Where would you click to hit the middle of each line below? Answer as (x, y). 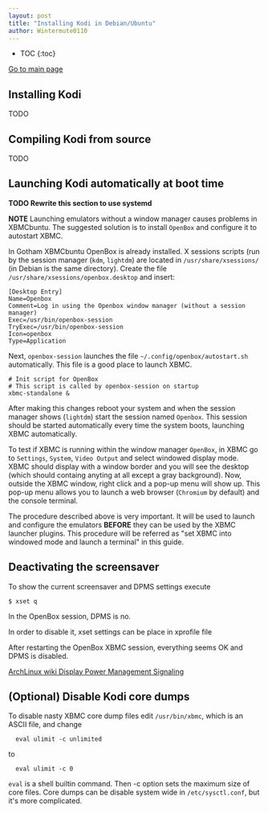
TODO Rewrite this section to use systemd (80, 203)
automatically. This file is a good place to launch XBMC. (100, 364)
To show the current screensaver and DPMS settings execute (110, 586)
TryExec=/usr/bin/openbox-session (66, 326)
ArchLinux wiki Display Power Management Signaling (96, 671)
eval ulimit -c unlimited (59, 739)
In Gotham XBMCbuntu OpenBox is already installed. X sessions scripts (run (134, 251)
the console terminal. (43, 500)
